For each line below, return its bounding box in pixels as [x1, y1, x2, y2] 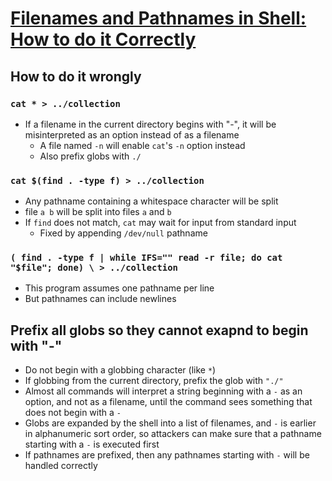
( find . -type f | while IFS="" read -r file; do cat [10, 252, 283, 264]
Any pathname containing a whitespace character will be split [24, 195, 279, 207]
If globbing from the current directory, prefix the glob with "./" [24, 375, 284, 387]
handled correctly [24, 460, 98, 472]
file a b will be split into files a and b [24, 206, 172, 218]
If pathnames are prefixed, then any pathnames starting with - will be [24, 449, 310, 461]
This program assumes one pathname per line [24, 282, 215, 294]
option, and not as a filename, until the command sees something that [24, 396, 313, 408]
